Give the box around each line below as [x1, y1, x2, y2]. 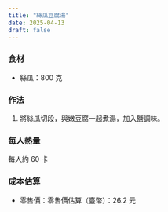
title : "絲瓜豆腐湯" [8, 11, 69, 20]
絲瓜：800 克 [19, 72, 63, 82]
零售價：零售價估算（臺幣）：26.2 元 [19, 196, 137, 205]
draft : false [8, 26, 51, 34]
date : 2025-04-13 [8, 19, 65, 27]
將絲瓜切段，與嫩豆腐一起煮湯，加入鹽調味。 [19, 113, 165, 122]
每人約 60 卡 [8, 155, 49, 164]
